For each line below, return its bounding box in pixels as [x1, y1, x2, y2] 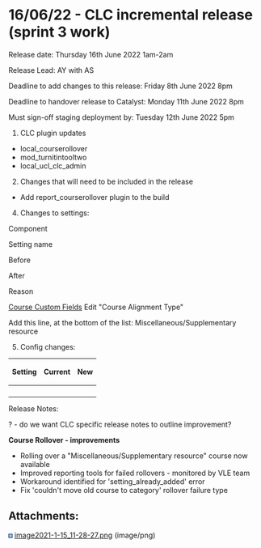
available [19, 460, 50, 469]
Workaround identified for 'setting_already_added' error [19, 477, 205, 486]
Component [8, 223, 48, 233]
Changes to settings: [19, 208, 90, 218]
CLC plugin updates [19, 128, 86, 138]
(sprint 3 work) [8, 23, 111, 41]
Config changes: [19, 342, 76, 351]
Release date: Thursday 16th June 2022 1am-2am [8, 49, 174, 59]
